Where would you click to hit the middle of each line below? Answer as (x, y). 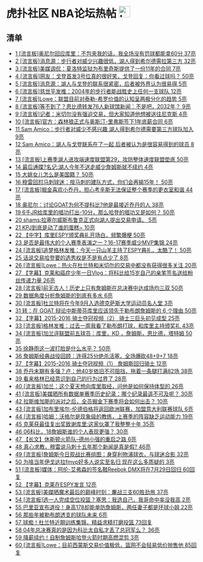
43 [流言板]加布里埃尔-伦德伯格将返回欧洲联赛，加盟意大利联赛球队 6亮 (104, 409)
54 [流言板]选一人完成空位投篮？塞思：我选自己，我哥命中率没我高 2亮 (103, 500)
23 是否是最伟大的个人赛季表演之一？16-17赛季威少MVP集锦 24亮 (96, 243)
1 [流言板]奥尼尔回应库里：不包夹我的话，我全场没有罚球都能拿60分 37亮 (105, 54)
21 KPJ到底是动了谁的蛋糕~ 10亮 (55, 227)
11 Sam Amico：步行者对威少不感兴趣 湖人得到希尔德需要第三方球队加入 (104, 129)
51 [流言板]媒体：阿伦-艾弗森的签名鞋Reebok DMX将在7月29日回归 (98, 469)
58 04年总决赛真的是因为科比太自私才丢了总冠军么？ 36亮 (87, 530)
